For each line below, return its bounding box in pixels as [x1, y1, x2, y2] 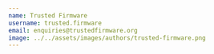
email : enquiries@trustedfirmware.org [8, 26, 138, 34]
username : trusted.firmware [8, 19, 103, 27]
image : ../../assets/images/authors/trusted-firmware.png [8, 33, 206, 42]
